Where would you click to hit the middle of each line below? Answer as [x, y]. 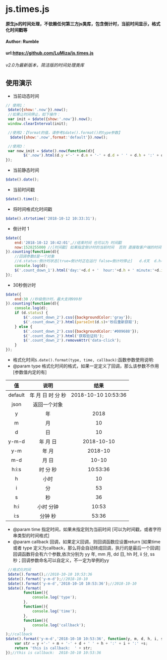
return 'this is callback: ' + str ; [54, 648]
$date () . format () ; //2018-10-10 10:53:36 [50, 574]
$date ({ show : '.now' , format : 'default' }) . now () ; [59, 137]
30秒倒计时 [24, 285]
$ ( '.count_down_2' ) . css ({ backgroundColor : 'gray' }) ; [78, 318]
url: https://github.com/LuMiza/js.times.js [50, 53]
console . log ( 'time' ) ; [55, 611]
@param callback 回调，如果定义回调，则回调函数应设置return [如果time [86, 542]
